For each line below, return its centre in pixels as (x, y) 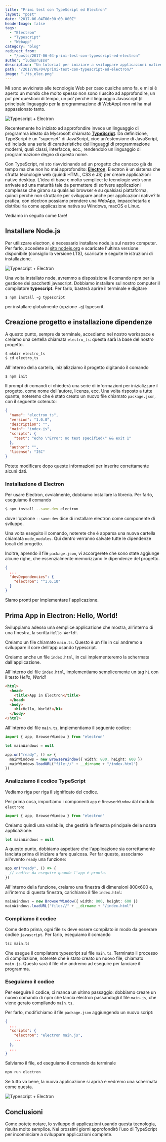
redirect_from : (21, 51)
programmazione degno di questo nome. (47, 154)
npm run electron (23, 1072)
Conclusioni (24, 1112)
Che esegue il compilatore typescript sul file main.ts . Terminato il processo (82, 953)
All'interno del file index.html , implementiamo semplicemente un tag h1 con (82, 672)
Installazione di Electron (35, 484)
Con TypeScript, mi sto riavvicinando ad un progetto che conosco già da (79, 164)
